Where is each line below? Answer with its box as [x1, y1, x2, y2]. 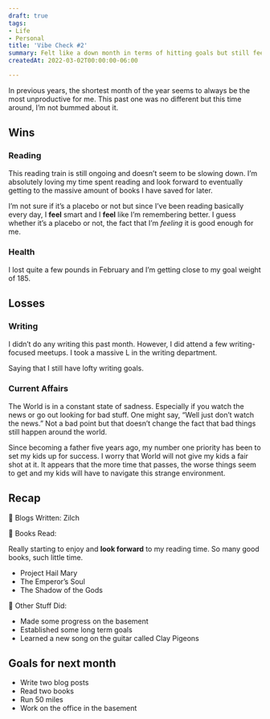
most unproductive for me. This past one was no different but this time [8, 94, 242, 104]
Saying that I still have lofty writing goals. [8, 363, 145, 373]
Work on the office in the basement [19, 704, 137, 713]
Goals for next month [8, 656, 117, 671]
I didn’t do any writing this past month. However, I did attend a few [8, 339, 227, 349]
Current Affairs [8, 383, 68, 394]
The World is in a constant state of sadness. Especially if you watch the [8, 401, 244, 411]
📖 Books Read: [8, 528, 57, 538]
